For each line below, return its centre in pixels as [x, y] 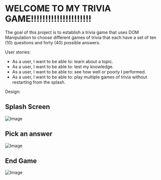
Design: [13, 91]
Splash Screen [28, 107]
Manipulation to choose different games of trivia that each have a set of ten [81, 37]
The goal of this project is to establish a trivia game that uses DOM [72, 32]
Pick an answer [29, 134]
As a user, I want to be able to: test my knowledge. [63, 67]
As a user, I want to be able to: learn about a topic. [63, 61]
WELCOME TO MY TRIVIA [58, 9]
